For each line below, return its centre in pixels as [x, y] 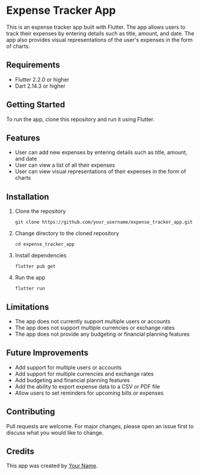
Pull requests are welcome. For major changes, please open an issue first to [100, 426]
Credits [20, 451]
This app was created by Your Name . [52, 466]
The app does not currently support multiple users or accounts [92, 321]
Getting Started [36, 105]
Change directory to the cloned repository [67, 233]
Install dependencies [41, 255]
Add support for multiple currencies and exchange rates [84, 374]
